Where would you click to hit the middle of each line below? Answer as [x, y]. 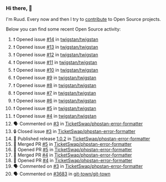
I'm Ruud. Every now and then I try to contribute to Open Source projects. [83, 19]
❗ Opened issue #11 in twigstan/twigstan [55, 62]
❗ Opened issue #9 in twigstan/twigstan [55, 78]
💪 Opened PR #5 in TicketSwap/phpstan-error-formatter [72, 150]
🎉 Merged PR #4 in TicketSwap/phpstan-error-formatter [72, 155]
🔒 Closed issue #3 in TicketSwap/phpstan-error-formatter [74, 131]
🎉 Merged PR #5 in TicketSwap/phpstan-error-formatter [72, 144]
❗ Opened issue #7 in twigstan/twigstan [55, 93]
